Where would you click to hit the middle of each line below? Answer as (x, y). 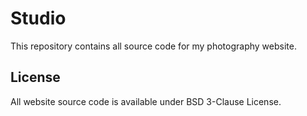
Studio (38, 18)
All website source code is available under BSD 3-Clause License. (146, 101)
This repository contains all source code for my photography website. (153, 46)
